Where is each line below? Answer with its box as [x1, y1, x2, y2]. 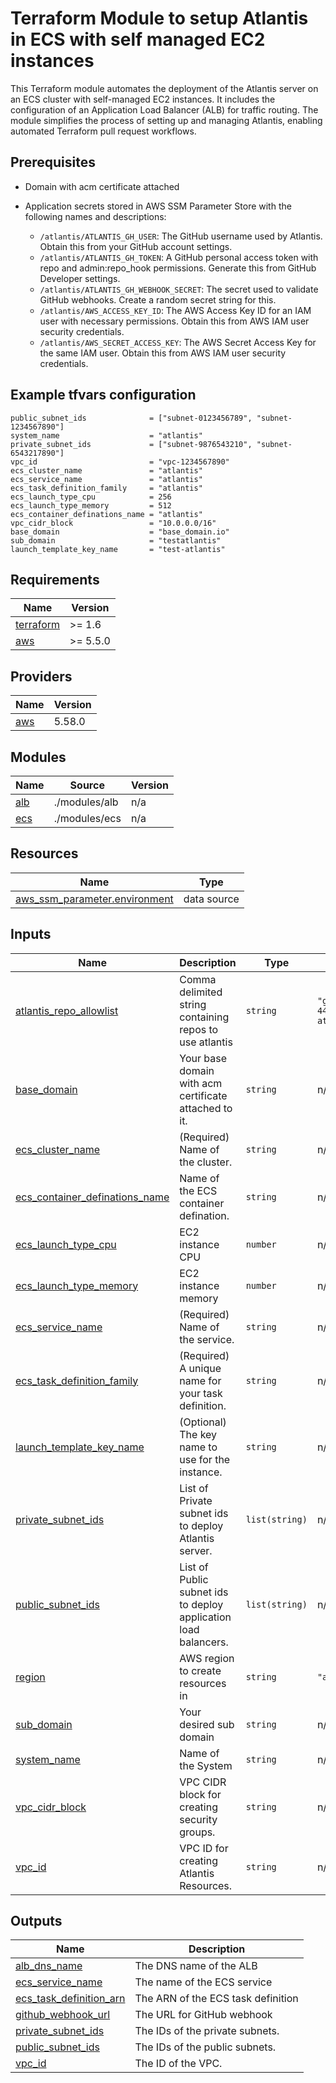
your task [179, 1386, 223, 1400]
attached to [179, 1101, 233, 1115]
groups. [179, 1825, 216, 1839]
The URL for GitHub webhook [134, 2008, 273, 2022]
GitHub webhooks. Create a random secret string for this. [39, 293, 277, 306]
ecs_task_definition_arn [15, 1992, 126, 2006]
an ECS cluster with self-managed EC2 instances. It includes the [10, 93, 276, 105]
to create [179, 1663, 222, 1677]
